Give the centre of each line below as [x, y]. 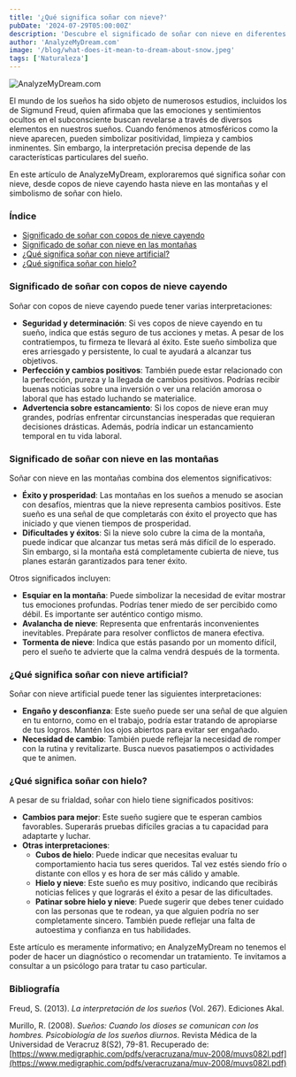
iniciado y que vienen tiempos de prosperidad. [106, 523]
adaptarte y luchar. [56, 836]
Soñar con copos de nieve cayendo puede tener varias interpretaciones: [140, 305]
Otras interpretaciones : [66, 845]
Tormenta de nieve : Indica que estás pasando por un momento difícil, [149, 642]
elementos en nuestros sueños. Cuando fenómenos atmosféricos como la [144, 129]
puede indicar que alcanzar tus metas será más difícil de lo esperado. [149, 542]
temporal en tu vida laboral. [72, 435]
